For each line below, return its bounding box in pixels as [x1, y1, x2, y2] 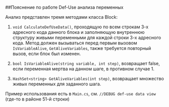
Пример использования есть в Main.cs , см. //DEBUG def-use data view [5, 91, 156, 96]
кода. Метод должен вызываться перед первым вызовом [12, 40, 137, 46]
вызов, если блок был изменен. [12, 50, 81, 57]
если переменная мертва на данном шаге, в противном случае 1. [12, 66, 155, 72]
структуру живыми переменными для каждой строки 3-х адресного [12, 35, 161, 40]
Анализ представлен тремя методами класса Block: [5, 14, 118, 20]
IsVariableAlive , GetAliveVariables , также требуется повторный [12, 45, 151, 51]
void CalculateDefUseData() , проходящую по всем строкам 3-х [12, 24, 149, 30]
